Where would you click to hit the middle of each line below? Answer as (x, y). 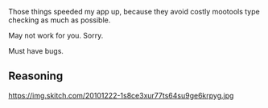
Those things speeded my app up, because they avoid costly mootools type (134, 12)
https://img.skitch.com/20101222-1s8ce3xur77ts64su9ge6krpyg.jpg (121, 95)
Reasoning (36, 76)
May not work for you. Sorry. (56, 36)
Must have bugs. (36, 51)
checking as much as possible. (60, 20)
